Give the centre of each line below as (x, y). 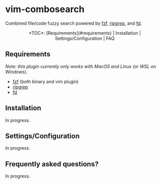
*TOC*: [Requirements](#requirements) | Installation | (85, 33)
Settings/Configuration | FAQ (85, 38)
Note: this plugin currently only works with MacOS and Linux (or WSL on (81, 66)
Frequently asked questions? (52, 164)
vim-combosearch (45, 9)
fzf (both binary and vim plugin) (45, 81)
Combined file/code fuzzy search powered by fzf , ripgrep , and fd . (74, 23)
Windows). (16, 72)
